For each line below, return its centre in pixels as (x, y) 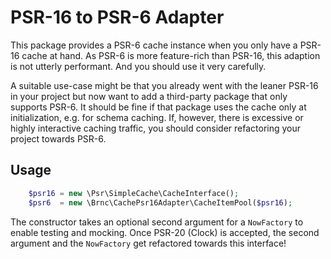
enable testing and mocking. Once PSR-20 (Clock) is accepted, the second (165, 232)
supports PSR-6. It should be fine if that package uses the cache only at (158, 107)
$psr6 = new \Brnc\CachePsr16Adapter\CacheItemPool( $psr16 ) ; (160, 202)
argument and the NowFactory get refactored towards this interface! (148, 243)
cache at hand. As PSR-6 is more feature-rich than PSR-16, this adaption (171, 55)
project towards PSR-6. (58, 138)
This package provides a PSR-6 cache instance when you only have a (154, 45)
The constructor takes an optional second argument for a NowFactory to (157, 222)
